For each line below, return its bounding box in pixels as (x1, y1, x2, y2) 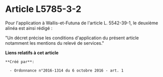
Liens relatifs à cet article (5, 50, 59, 56)
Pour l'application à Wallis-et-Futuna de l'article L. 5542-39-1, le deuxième (5, 20, 159, 26)
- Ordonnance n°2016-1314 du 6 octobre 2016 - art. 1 (9, 68, 124, 73)
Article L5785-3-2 (5, 3, 82, 15)
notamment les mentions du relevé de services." (5, 40, 105, 46)
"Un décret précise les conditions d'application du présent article (5, 35, 139, 41)
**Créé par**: (5, 59, 35, 64)
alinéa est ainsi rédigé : (5, 25, 53, 31)
